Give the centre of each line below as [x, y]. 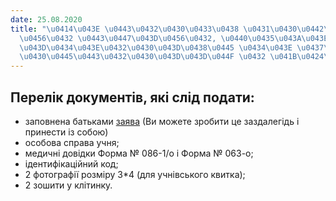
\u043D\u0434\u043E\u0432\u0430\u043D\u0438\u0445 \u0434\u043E [156, 47]
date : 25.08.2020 [46, 19]
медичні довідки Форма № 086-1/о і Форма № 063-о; [139, 153]
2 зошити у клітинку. [68, 185]
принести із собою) [66, 132]
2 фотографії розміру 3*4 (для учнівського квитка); [135, 174]
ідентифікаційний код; [71, 163]
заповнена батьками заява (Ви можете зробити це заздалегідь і [162, 121]
